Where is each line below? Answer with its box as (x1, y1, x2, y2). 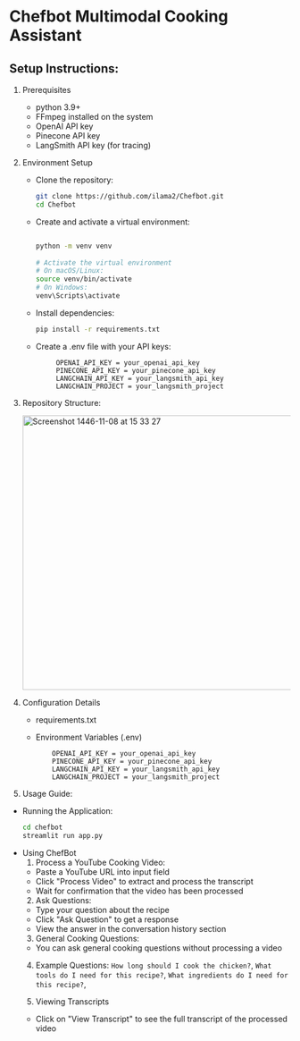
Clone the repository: (35, 174, 114, 185)
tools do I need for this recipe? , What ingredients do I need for (35, 969, 288, 980)
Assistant (9, 25, 82, 46)
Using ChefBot (21, 847, 77, 858)
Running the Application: (21, 805, 113, 816)
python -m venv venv (35, 241, 112, 250)
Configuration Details (21, 697, 101, 707)
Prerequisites (21, 85, 71, 95)
